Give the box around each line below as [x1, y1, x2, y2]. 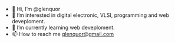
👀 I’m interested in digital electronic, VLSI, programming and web [11, 12, 170, 19]
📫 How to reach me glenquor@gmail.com [11, 31, 114, 37]
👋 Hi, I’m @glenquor [11, 6, 61, 12]
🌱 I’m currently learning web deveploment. [11, 24, 115, 31]
